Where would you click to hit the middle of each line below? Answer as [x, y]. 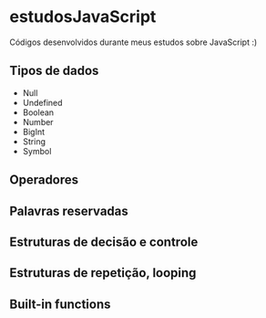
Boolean [38, 112]
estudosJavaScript [83, 17]
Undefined [42, 102]
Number [38, 122]
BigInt [34, 132]
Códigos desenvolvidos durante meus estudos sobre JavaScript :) [133, 42]
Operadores [44, 180]
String [34, 141]
